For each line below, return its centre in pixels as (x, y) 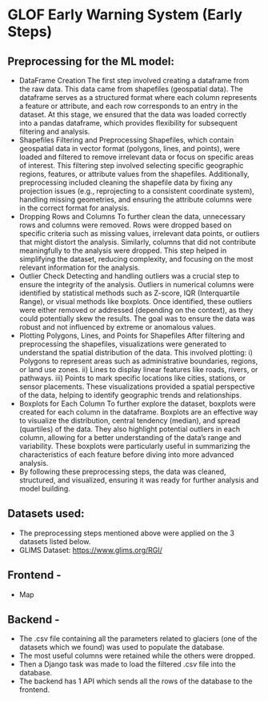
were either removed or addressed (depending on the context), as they (136, 310)
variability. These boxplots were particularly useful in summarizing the (135, 446)
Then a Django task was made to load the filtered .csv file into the (128, 664)
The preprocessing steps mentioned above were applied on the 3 (127, 533)
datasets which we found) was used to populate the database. (122, 647)
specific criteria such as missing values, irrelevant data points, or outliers (139, 233)
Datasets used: (46, 514)
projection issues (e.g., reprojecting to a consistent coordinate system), (137, 191)
